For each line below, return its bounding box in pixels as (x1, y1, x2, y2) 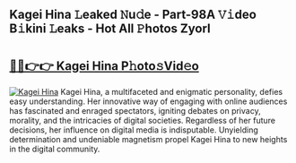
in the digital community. (9, 143, 100, 154)
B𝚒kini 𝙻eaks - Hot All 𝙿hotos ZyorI (9, 21, 211, 37)
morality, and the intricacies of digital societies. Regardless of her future (9, 116, 276, 125)
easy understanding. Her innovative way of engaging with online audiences (9, 96, 288, 107)
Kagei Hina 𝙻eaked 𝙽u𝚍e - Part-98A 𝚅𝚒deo (9, 7, 257, 22)
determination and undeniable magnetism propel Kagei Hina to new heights (9, 134, 288, 144)
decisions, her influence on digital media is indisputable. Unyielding (9, 124, 258, 135)
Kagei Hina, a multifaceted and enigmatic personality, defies (60, 87, 283, 97)
